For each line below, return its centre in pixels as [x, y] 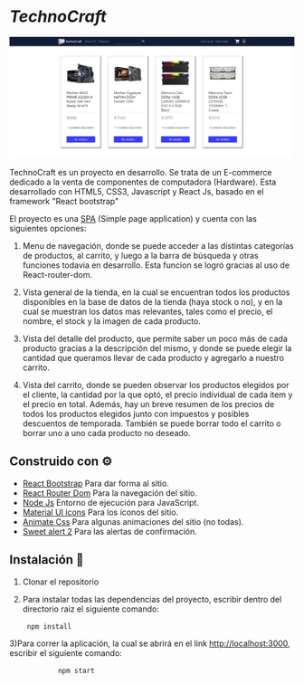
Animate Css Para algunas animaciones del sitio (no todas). [133, 521]
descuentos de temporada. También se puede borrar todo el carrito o [152, 423]
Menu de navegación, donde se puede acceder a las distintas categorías [158, 246]
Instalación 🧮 [47, 560]
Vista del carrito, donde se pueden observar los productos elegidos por [156, 385]
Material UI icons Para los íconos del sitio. [100, 512]
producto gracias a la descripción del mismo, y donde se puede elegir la [157, 348]
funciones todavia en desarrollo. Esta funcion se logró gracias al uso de [156, 265]
